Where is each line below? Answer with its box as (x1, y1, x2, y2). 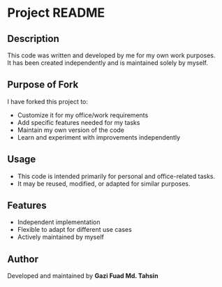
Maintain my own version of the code (17, 126, 124, 134)
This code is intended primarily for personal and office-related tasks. (17, 172, 215, 180)
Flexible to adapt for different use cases (17, 226, 133, 234)
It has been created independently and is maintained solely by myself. (7, 59, 208, 67)
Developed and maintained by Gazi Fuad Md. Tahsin (7, 272, 158, 280)
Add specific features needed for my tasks (17, 118, 140, 126)
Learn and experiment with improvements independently (17, 133, 181, 141)
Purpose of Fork (7, 79, 79, 91)
